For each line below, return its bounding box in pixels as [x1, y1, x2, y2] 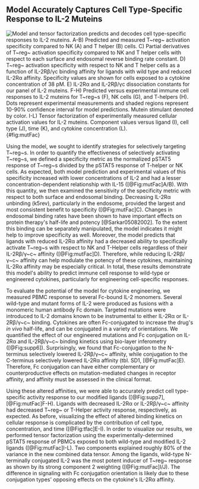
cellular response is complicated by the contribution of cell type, [6, 419, 164, 426]
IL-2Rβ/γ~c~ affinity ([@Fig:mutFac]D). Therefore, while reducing [6, 250, 166, 257]
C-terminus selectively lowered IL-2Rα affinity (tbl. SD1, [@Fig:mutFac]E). [6, 357, 186, 364]
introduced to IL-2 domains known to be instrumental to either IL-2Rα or [6, 312, 182, 319]
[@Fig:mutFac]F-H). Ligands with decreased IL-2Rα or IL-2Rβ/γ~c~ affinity [6, 400, 189, 407]
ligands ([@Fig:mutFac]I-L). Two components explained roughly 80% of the [6, 444, 191, 451]
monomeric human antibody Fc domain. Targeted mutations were [6, 306, 166, 313]
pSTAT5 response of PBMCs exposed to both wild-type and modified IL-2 [6, 438, 186, 445]
